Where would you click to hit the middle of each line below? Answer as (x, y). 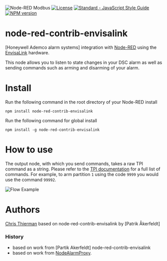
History (15, 236)
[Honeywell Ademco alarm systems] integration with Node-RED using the (81, 47)
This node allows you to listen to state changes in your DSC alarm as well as (84, 62)
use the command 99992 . (31, 180)
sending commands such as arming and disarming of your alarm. (72, 67)
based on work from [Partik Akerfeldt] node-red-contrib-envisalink (81, 248)
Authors (23, 210)
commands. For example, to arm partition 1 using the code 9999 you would (82, 174)
